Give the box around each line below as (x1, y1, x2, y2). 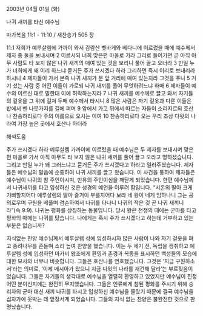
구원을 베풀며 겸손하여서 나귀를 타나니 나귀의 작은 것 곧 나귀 (27, 199, 168, 206)
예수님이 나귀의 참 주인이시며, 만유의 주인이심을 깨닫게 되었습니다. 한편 (6, 176, 173, 184)
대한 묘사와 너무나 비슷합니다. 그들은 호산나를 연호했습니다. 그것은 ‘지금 (6, 258, 175, 264)
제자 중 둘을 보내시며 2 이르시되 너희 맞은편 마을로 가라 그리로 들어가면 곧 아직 (6, 52, 190, 59)
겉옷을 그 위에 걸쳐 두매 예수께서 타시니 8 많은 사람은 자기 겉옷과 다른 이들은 (12, 97, 192, 105)
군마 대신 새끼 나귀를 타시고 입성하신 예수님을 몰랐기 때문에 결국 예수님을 (22, 288, 194, 295)
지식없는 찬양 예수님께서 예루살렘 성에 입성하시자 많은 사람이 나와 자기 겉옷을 (6, 235, 188, 242)
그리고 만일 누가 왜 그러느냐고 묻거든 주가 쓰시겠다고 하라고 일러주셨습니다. (6, 161, 183, 168)
